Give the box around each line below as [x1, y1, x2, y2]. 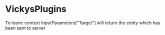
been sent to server [5, 25, 46, 31]
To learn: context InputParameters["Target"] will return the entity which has [5, 20, 160, 26]
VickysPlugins [5, 3, 66, 15]
